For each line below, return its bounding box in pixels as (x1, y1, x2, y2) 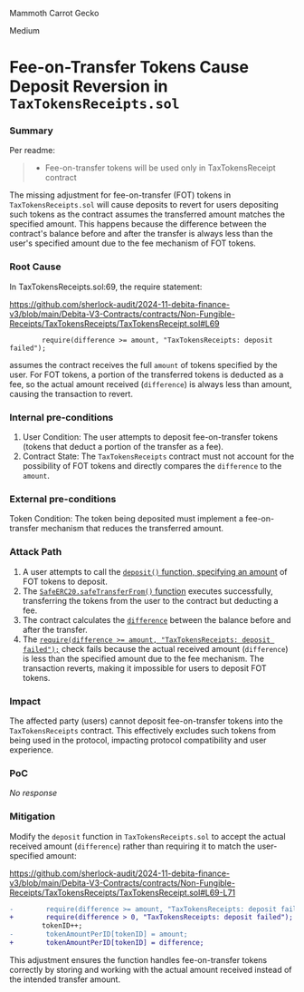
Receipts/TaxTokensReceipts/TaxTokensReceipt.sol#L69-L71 (9, 887, 236, 898)
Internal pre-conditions (9, 411, 114, 423)
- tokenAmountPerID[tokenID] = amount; (9, 929, 188, 939)
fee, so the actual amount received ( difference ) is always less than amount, (9, 378, 292, 389)
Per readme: (9, 145, 56, 156)
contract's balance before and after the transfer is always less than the (9, 229, 273, 239)
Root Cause (9, 260, 62, 273)
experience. (9, 744, 54, 755)
